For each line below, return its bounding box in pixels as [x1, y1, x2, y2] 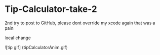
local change [4, 35, 31, 41]
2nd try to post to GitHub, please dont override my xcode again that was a [4, 20, 156, 26]
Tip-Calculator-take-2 [4, 3, 97, 15]
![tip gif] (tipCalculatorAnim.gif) [4, 44, 68, 50]
